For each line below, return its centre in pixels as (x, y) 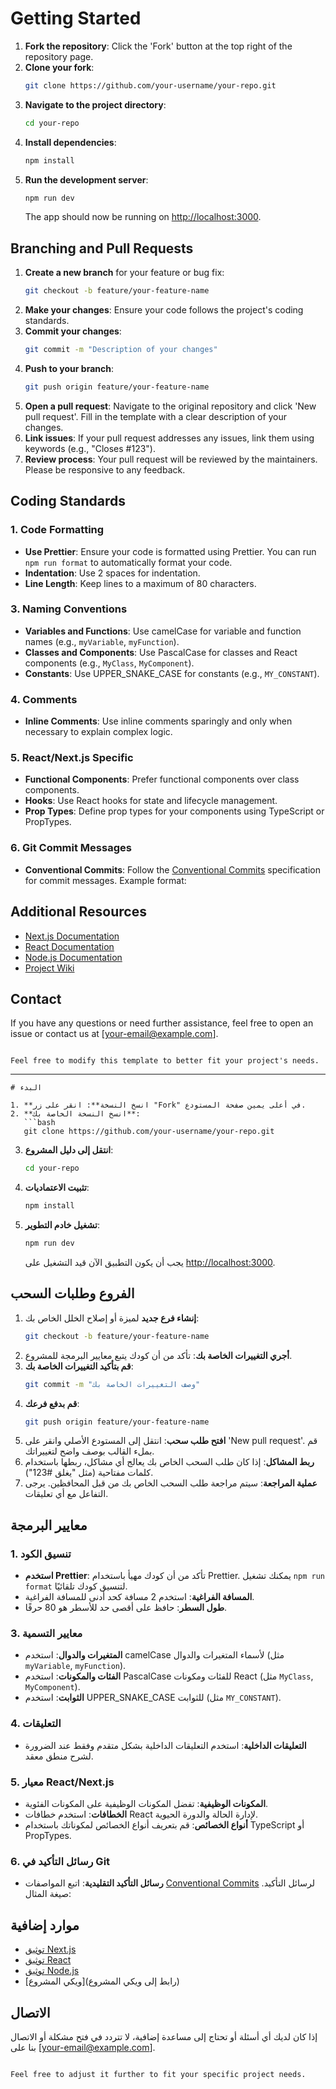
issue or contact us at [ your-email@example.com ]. (114, 1034)
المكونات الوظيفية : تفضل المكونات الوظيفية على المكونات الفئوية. (146, 1804)
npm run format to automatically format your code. (128, 562)
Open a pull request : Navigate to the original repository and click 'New (170, 406)
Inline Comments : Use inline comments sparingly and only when (158, 721)
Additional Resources (78, 912)
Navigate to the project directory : (95, 104)
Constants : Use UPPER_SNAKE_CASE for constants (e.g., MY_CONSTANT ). (172, 673)
